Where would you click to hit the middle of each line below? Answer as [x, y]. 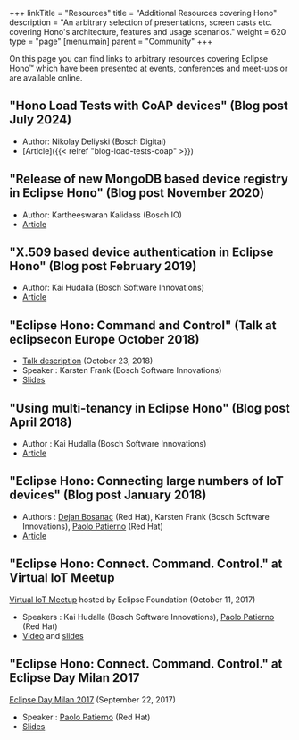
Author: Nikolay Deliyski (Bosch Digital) [94, 141]
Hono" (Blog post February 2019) [103, 266]
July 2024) [41, 120]
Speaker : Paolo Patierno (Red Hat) [86, 717]
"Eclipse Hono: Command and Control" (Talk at [143, 325]
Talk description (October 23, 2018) [87, 361]
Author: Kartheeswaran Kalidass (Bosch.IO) [102, 215]
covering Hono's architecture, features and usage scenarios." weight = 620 [148, 32]
